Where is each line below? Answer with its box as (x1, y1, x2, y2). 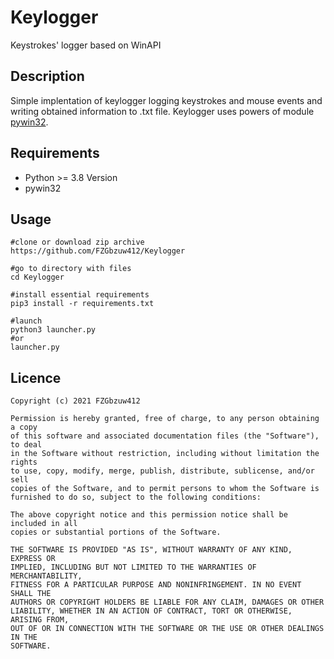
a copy (10, 422, 38, 433)
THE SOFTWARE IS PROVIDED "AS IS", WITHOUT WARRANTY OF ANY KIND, (10, 545, 293, 555)
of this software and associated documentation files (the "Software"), (10, 431, 320, 441)
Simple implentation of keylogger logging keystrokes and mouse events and (10, 94, 323, 106)
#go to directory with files (10, 264, 132, 274)
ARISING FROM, (10, 615, 70, 625)
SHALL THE (10, 589, 52, 599)
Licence (10, 369, 62, 386)
